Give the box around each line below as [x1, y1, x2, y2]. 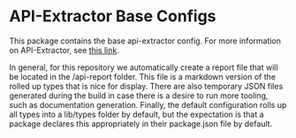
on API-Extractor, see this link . [9, 44, 119, 55]
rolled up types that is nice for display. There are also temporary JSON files [9, 80, 284, 91]
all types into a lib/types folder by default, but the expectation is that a [9, 109, 264, 119]
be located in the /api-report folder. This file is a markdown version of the [9, 71, 277, 81]
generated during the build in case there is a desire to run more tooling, [9, 90, 269, 101]
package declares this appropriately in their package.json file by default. [9, 118, 273, 129]
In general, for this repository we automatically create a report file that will [9, 62, 278, 73]
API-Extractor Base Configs [9, 6, 216, 27]
